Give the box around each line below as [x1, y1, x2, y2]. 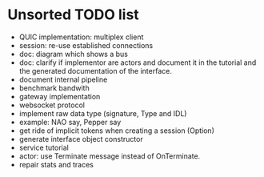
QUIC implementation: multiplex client [18, 32, 144, 42]
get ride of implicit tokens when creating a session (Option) [18, 126, 215, 135]
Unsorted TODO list [7, 6, 139, 24]
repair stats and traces [18, 159, 94, 169]
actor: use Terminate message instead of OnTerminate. [18, 151, 201, 161]
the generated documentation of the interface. [18, 66, 173, 75]
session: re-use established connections [18, 40, 154, 50]
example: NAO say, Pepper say [18, 117, 122, 127]
